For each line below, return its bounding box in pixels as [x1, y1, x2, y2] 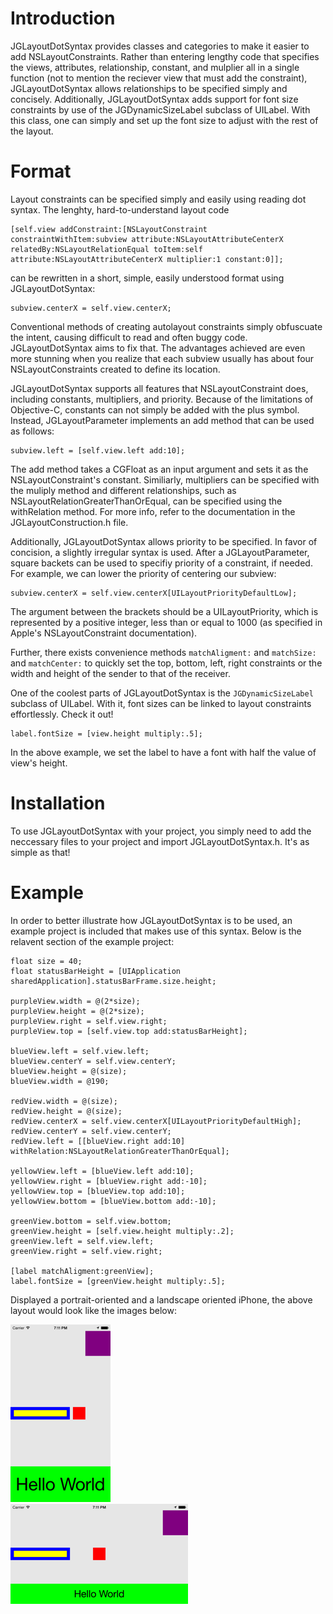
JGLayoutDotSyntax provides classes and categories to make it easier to [10, 40, 310, 52]
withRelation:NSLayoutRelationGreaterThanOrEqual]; [10, 1146, 230, 1156]
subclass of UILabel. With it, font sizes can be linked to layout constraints [10, 697, 312, 709]
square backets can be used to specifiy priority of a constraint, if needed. [10, 557, 313, 569]
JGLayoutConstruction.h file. [10, 516, 129, 528]
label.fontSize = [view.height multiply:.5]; [10, 728, 203, 739]
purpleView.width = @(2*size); [10, 996, 141, 1006]
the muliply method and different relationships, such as [10, 484, 237, 496]
